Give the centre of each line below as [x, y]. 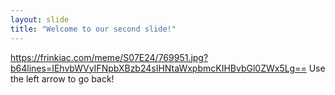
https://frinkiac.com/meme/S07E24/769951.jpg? [109, 57]
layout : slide [40, 19]
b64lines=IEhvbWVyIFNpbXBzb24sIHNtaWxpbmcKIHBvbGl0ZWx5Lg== [158, 68]
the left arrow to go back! [62, 78]
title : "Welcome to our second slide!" [93, 29]
